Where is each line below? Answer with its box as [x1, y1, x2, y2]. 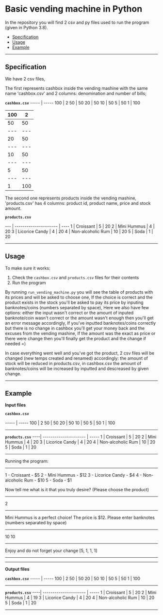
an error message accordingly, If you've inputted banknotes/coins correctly [5, 320, 156, 326]
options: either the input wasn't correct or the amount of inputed [5, 310, 134, 316]
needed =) [5, 341, 26, 347]
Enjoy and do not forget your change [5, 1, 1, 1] [5, 548, 98, 554]
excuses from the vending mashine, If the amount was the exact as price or [5, 330, 156, 336]
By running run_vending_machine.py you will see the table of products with [5, 289, 153, 295]
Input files [5, 402, 26, 408]
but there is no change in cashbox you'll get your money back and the [5, 325, 145, 331]
